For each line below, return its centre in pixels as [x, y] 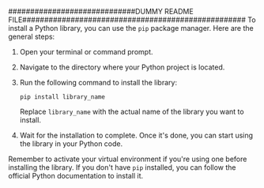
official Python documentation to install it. [76, 176]
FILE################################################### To [132, 20]
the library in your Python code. [71, 144]
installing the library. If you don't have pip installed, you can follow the [122, 167]
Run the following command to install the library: [98, 83]
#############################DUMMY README [101, 11]
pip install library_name [62, 97]
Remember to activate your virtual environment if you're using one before [128, 159]
